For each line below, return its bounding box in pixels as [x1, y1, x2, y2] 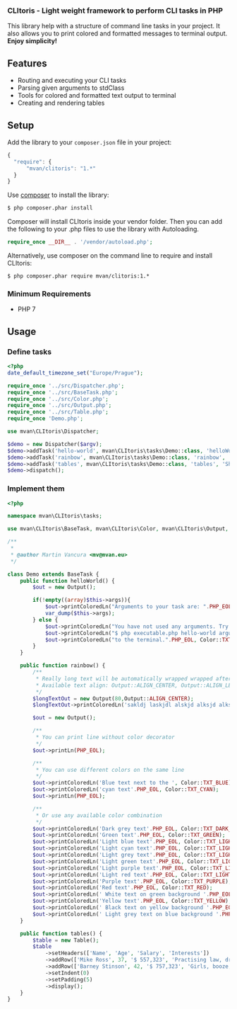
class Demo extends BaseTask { [7, 571, 99, 578]
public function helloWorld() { [20, 577, 115, 584]
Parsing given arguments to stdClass [17, 84, 125, 92]
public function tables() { [20, 930, 102, 937]
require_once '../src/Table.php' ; [7, 409, 109, 416]
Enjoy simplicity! [7, 37, 58, 45]
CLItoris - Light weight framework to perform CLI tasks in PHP [7, 6, 224, 16]
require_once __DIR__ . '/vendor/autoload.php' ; [7, 239, 153, 246]
